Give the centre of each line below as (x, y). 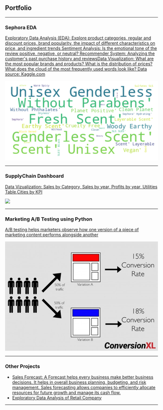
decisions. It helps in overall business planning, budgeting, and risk (79, 382)
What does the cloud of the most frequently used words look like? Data (76, 69)
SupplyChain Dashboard (34, 176)
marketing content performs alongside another (52, 235)
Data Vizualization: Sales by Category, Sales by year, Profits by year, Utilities (81, 187)
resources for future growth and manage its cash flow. (66, 393)
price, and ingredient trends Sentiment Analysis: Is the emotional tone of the (81, 49)
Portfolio (18, 8)
